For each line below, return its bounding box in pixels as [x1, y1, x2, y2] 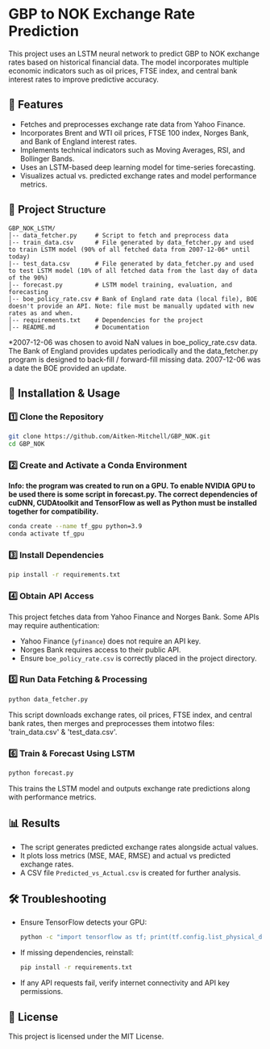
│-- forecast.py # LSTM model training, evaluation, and [8, 280, 232, 289]
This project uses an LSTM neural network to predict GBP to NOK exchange [8, 48, 260, 58]
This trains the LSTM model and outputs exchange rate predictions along [8, 783, 251, 793]
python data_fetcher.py [8, 695, 89, 703]
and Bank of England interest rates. [19, 136, 137, 146]
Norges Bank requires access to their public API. [19, 644, 181, 654]
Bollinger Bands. [19, 153, 75, 163]
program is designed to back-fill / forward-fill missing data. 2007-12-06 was [8, 355, 261, 364]
